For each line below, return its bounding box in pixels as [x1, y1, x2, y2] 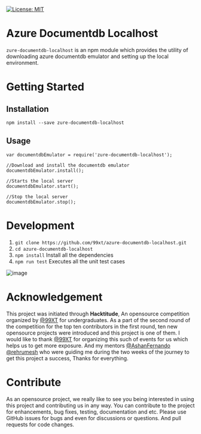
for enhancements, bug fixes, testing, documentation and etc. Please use [6, 408, 187, 415]
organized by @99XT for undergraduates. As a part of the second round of [6, 316, 190, 323]
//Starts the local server [6, 178, 74, 184]
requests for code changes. [6, 421, 75, 428]
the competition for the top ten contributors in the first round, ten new [6, 323, 178, 330]
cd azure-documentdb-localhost [14, 246, 93, 252]
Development [6, 218, 75, 232]
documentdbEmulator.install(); [6, 168, 84, 174]
